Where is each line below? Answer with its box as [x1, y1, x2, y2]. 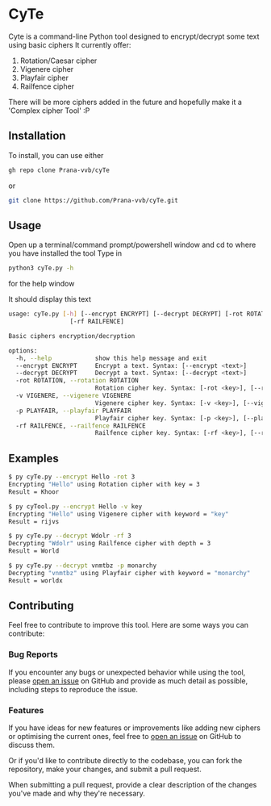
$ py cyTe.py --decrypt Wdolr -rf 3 [8, 532, 131, 541]
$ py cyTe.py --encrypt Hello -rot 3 [8, 473, 135, 481]
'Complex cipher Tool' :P [8, 106, 90, 115]
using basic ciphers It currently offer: [8, 40, 131, 49]
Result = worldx [8, 576, 63, 585]
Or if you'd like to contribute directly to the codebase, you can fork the [8, 756, 243, 766]
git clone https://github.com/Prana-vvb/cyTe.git [8, 196, 179, 204]
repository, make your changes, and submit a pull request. [8, 764, 202, 775]
